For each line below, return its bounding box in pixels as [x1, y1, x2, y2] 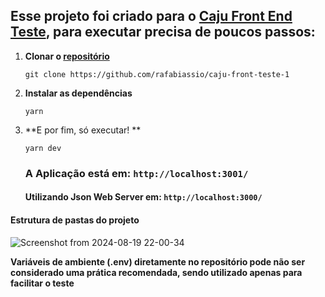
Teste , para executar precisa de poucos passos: [10, 24, 316, 41]
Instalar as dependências [24, 87, 133, 99]
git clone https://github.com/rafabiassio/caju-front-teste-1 [24, 69, 290, 79]
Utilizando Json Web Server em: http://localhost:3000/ [24, 191, 263, 203]
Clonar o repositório [24, 50, 110, 62]
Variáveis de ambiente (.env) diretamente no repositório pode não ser [10, 255, 306, 268]
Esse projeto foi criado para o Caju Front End [10, 8, 293, 25]
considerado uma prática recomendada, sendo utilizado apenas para [10, 266, 303, 278]
